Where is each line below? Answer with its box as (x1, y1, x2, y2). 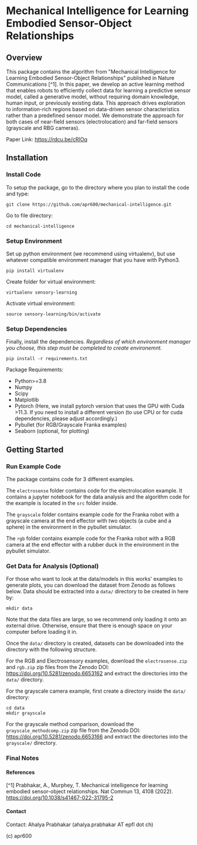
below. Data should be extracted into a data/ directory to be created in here (6, 588, 189, 595)
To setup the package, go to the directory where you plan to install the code (6, 184, 189, 191)
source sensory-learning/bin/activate (6, 311, 101, 317)
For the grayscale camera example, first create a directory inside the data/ (6, 687, 186, 695)
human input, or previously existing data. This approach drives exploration (6, 99, 186, 107)
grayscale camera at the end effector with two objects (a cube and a (6, 517, 172, 524)
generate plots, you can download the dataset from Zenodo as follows (6, 581, 176, 589)
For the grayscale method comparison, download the (6, 721, 134, 728)
